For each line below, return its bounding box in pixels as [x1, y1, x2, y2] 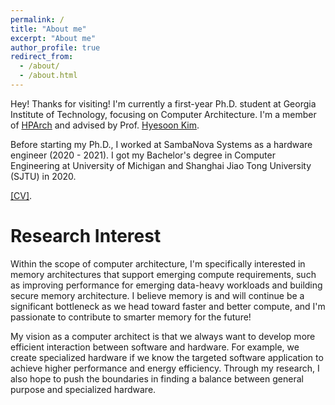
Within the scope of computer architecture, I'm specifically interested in [10, 257, 306, 270]
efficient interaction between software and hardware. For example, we [10, 341, 300, 353]
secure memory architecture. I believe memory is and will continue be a [10, 289, 305, 301]
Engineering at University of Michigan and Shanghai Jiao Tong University [10, 159, 312, 171]
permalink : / [10, 14, 65, 25]
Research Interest [10, 225, 162, 248]
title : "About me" [10, 24, 87, 34]
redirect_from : [10, 52, 74, 62]
